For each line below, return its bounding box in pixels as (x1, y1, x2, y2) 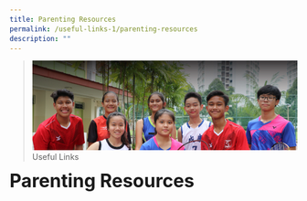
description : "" (9, 34, 71, 43)
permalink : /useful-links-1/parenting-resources (9, 24, 198, 34)
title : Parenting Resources (9, 15, 117, 24)
